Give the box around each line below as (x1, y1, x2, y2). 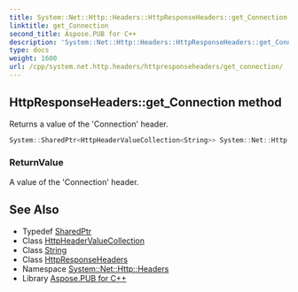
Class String (21, 244, 67, 255)
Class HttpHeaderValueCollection (21, 235, 145, 246)
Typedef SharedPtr (21, 226, 92, 236)
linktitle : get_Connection (9, 21, 109, 30)
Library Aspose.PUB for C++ (21, 273, 127, 283)
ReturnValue (9, 157, 64, 169)
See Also (9, 203, 59, 218)
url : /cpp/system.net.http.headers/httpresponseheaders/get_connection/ (9, 63, 284, 72)
